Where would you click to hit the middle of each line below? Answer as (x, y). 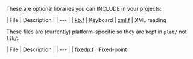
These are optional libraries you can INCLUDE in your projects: (84, 9)
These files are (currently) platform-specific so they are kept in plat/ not (96, 32)
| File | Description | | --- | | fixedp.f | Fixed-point (67, 49)
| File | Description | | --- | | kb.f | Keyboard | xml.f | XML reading (87, 20)
